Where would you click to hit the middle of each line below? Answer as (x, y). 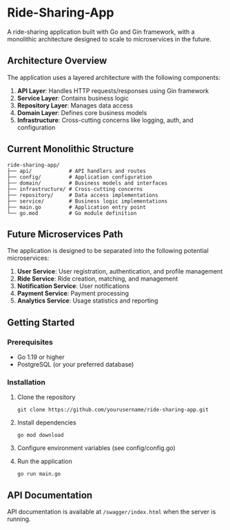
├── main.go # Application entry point (77, 207)
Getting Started (41, 322)
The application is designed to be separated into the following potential (108, 251)
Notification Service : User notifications (73, 286)
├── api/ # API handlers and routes (77, 171)
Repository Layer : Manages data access (75, 105)
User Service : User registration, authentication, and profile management (120, 272)
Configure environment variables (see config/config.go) (96, 448)
